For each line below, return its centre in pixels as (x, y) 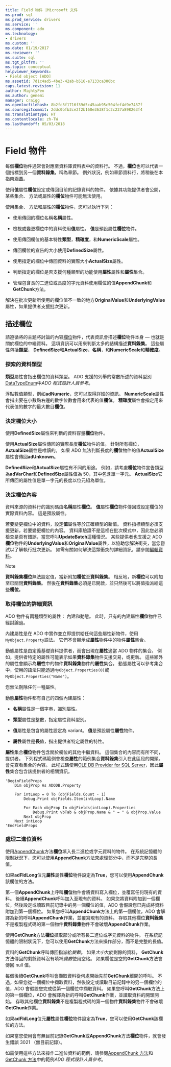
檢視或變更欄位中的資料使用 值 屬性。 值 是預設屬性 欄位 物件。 (76, 228)
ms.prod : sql (19, 15)
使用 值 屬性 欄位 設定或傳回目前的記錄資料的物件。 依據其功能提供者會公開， (84, 189)
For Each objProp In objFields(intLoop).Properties (80, 808)
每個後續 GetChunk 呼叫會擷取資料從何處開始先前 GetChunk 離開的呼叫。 (81, 976)
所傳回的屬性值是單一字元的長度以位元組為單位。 (57, 480)
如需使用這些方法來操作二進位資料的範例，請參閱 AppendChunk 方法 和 (79, 1053)
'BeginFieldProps (24, 781)
